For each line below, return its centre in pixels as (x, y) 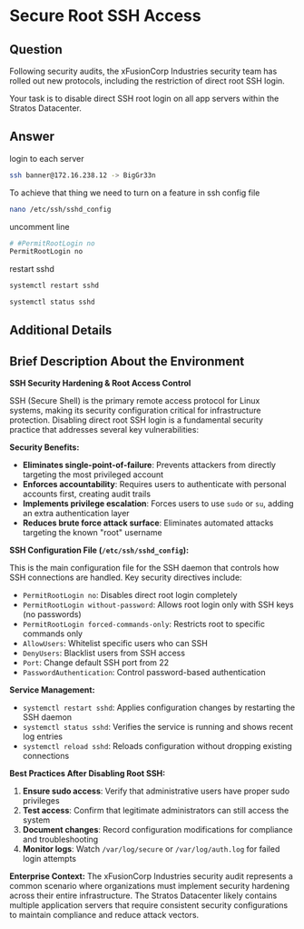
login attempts (49, 859)
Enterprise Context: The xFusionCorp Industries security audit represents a (151, 876)
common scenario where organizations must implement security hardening (150, 886)
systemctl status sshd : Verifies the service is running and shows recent (157, 727)
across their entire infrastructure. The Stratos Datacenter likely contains (143, 895)
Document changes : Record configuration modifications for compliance (157, 830)
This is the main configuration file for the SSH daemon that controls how (144, 568)
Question (36, 50)
